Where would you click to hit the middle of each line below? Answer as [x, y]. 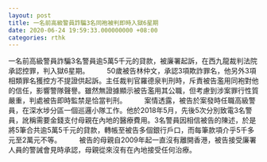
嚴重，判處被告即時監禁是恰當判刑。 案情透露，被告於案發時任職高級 [128, 100]
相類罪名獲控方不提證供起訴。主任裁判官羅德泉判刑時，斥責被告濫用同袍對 [130, 81]
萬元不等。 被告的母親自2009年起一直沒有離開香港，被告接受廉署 [141, 140]
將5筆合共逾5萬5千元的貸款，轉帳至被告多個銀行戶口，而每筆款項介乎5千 [128, 130]
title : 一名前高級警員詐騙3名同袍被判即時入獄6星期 [83, 23]
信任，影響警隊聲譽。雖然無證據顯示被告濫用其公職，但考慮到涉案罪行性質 [137, 91]
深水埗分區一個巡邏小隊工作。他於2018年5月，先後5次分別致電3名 [137, 111]
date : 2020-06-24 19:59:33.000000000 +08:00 [83, 30]
